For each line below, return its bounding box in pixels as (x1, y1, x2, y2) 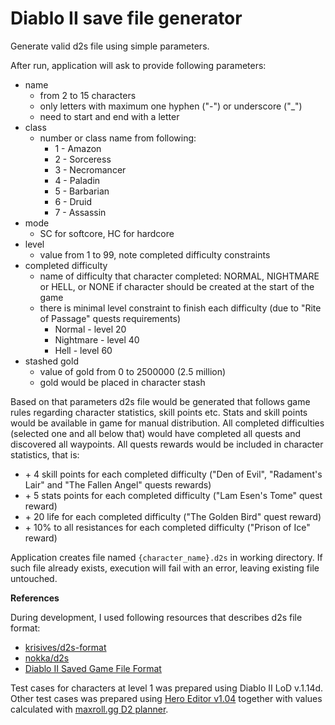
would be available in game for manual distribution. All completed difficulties (10, 417, 325, 429)
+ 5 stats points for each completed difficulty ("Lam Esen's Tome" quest (24, 489, 323, 501)
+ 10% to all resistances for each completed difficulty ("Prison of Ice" (24, 521, 311, 533)
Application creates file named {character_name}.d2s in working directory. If (10, 551, 323, 563)
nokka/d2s (24, 652, 70, 664)
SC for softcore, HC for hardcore (39, 227, 175, 239)
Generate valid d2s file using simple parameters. (10, 40, 210, 52)
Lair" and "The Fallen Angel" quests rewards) (24, 478, 212, 491)
